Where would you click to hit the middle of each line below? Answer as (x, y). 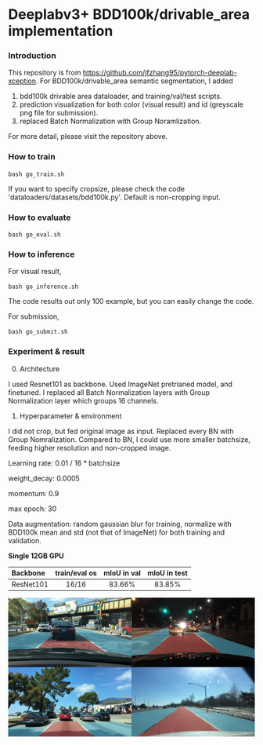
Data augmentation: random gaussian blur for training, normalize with (120, 524)
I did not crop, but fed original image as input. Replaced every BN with (121, 431)
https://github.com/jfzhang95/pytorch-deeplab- (160, 73)
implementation (61, 31)
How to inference (41, 254)
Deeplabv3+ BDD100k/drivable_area (129, 15)
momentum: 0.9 (34, 493)
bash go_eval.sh (34, 235)
